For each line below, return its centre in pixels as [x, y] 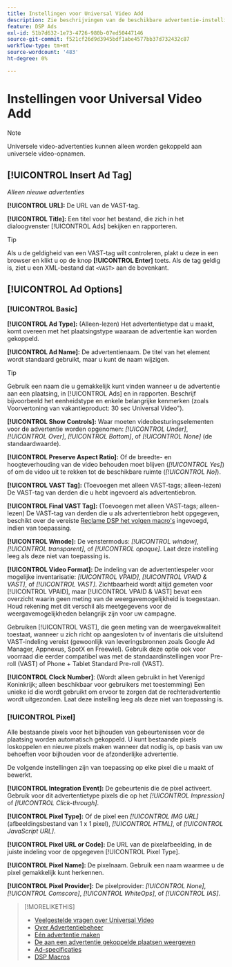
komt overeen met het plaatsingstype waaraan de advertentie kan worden [112, 331]
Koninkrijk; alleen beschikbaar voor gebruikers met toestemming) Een [106, 685]
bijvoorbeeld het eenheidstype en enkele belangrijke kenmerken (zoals [108, 401]
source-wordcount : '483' [43, 53]
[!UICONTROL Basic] [42, 308]
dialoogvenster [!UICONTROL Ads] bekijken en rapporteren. [92, 226]
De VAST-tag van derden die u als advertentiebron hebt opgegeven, [123, 513]
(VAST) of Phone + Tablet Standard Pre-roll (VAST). [91, 664]
